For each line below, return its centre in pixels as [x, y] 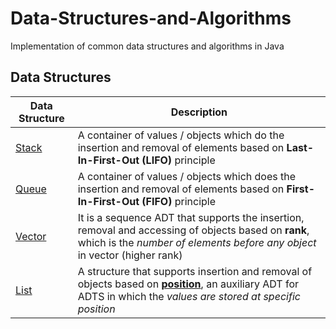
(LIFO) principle [178, 160]
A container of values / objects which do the [181, 135]
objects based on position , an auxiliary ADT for [188, 284]
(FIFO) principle [179, 201]
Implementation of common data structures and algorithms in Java [147, 46]
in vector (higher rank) [130, 255]
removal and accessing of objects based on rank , [193, 230]
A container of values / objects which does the [187, 176]
